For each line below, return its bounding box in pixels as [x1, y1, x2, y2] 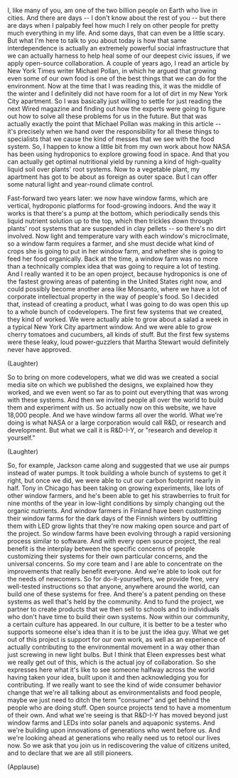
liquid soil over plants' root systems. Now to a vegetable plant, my [7, 165, 200, 173]
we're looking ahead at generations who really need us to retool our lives [7, 734, 220, 742]
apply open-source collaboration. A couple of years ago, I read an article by [7, 59, 229, 67]
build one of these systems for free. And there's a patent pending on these [7, 590, 226, 598]
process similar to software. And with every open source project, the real [7, 537, 221, 545]
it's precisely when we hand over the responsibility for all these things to [7, 128, 220, 135]
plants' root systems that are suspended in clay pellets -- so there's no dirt [7, 224, 226, 232]
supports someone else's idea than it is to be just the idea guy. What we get [7, 628, 229, 636]
